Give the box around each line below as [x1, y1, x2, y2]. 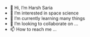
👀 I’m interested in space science [10, 10, 79, 16]
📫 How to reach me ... [10, 26, 57, 32]
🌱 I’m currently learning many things [10, 15, 85, 21]
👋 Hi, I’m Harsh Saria [10, 5, 53, 10]
